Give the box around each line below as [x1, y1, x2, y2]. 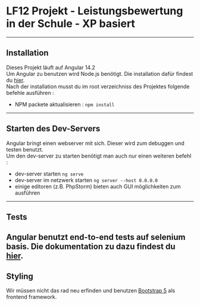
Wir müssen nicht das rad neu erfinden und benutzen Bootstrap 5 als [6, 287, 176, 294]
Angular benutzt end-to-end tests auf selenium [6, 232, 186, 242]
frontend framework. [6, 294, 57, 301]
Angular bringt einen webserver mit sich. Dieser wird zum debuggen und [6, 139, 185, 147]
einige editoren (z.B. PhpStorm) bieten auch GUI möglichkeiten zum [14, 183, 181, 190]
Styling [6, 271, 34, 281]
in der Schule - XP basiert [6, 17, 136, 30]
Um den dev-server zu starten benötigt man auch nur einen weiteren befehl [6, 152, 192, 159]
